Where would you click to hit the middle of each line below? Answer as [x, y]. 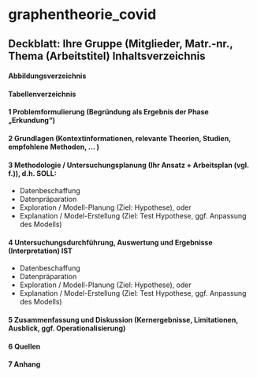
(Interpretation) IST [41, 251]
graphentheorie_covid [82, 15]
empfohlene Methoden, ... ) [54, 147]
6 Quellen [24, 346]
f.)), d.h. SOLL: [32, 173]
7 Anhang [24, 364]
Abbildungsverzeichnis [47, 76]
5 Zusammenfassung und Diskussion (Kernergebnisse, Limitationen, [123, 319]
